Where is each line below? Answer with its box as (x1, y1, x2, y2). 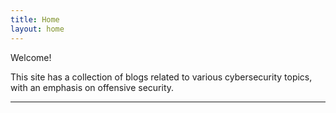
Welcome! (10, 51, 52, 63)
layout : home (10, 24, 65, 34)
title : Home (10, 14, 60, 25)
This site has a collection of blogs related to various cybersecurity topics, (10, 71, 313, 83)
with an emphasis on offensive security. (10, 81, 175, 93)
